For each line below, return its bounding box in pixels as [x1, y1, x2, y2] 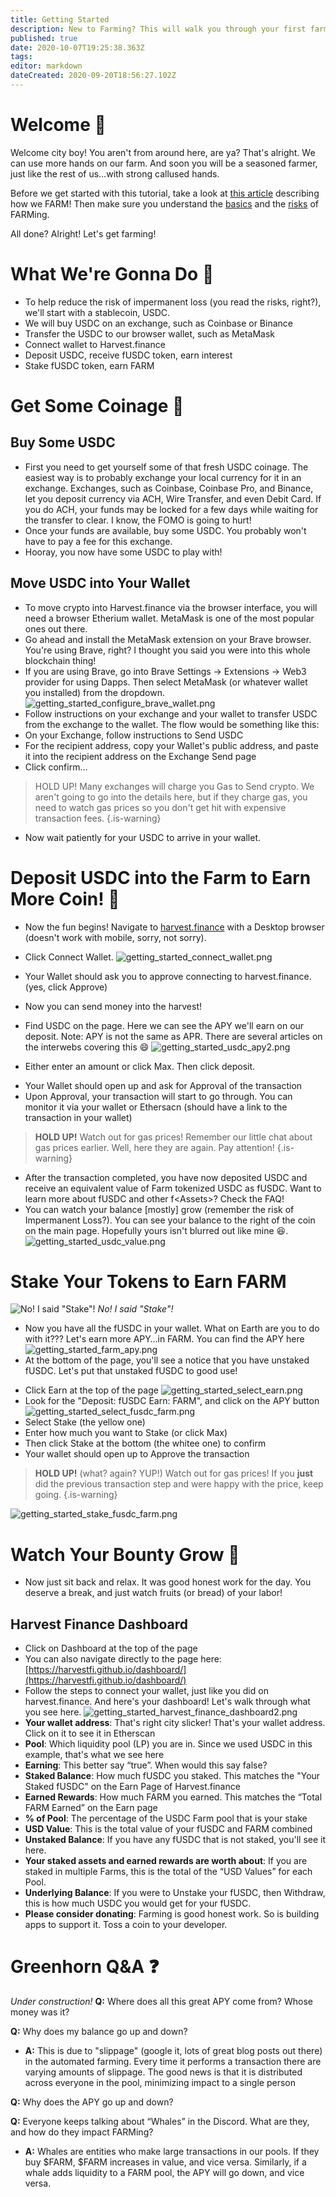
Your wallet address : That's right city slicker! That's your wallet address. [24, 1717, 326, 1729]
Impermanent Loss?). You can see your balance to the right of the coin [24, 1214, 316, 1226]
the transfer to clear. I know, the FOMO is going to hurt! [24, 514, 252, 526]
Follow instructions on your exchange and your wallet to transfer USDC [24, 707, 318, 720]
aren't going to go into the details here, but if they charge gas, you [34, 791, 308, 803]
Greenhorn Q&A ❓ [10, 1956, 160, 1978]
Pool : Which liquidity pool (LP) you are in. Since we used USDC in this [24, 1738, 313, 1750]
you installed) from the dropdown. [24, 686, 165, 698]
